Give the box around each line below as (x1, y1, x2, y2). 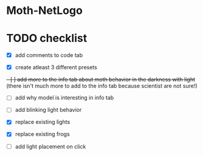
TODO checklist (6, 32, 88, 46)
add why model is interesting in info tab (15, 94, 114, 101)
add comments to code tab (15, 52, 83, 59)
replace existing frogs (15, 131, 70, 138)
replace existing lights (15, 118, 71, 126)
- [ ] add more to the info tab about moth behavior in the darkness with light (6, 76, 196, 83)
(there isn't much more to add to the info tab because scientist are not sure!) (6, 83, 198, 90)
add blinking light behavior (15, 106, 82, 114)
